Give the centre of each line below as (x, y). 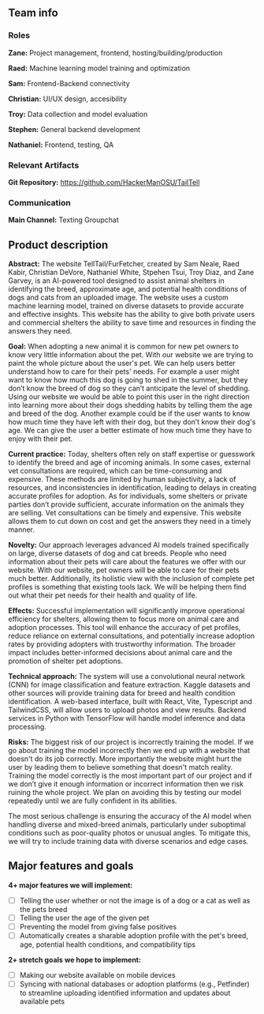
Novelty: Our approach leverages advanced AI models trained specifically (129, 545)
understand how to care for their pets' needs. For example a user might (124, 371)
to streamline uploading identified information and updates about (125, 993)
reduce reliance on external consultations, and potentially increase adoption (132, 636)
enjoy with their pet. (41, 439)
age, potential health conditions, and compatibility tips (108, 944)
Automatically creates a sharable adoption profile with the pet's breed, (134, 936)
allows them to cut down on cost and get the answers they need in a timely (130, 522)
